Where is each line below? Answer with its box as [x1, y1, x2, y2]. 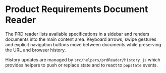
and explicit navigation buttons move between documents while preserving [5, 41, 161, 47]
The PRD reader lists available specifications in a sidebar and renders [5, 31, 150, 37]
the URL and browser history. [5, 47, 66, 53]
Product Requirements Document [5, 4, 148, 15]
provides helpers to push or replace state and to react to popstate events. [5, 62, 158, 68]
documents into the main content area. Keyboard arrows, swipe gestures [5, 36, 156, 42]
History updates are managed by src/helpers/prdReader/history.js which [5, 56, 160, 62]
